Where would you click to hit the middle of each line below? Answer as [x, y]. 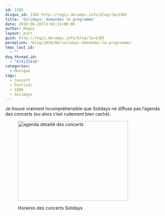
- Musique [20, 71]
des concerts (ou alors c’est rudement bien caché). [58, 114]
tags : [11, 76]
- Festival [21, 85]
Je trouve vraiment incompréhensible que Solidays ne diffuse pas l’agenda [82, 109]
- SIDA [17, 90]
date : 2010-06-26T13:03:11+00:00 [40, 24]
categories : [18, 66]
